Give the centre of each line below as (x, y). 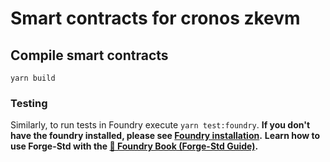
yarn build (33, 78)
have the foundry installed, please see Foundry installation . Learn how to (165, 136)
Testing (29, 103)
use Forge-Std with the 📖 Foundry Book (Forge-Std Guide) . (134, 146)
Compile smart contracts (89, 55)
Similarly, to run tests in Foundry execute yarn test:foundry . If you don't (160, 125)
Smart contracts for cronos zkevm (155, 18)
